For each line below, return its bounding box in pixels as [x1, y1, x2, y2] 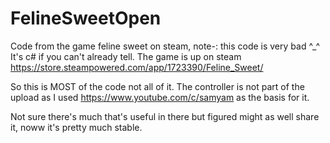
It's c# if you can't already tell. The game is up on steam [10, 50, 242, 62]
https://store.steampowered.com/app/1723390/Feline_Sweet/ [10, 61, 264, 73]
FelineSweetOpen [10, 7, 162, 30]
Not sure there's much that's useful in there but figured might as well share [10, 110, 320, 122]
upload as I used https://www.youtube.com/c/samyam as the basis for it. [10, 91, 310, 103]
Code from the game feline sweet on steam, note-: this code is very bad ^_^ [10, 40, 321, 52]
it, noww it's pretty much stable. [10, 121, 143, 133]
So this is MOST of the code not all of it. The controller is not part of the [10, 80, 305, 92]
